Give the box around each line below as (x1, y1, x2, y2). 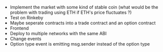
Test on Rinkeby (10, 15, 44, 20)
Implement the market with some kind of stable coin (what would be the (10, 4, 158, 10)
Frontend (10, 25, 29, 31)
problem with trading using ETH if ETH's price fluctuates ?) (10, 9, 132, 15)
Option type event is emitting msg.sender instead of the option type (10, 41, 150, 47)
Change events (10, 36, 42, 42)
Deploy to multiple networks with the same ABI (10, 31, 107, 36)
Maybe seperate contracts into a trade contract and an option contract (10, 20, 156, 26)
